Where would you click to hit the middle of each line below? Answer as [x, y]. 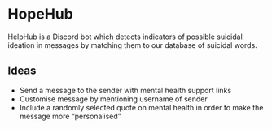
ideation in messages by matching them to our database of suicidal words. [132, 45]
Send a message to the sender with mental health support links [125, 90]
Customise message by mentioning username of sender [114, 99]
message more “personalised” [70, 116]
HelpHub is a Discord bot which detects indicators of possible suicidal [125, 37]
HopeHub [41, 14]
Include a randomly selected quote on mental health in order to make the [141, 107]
